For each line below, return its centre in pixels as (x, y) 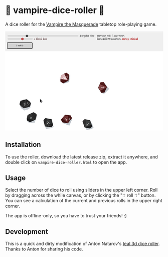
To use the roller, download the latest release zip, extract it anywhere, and (81, 157)
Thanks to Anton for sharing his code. (44, 249)
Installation (23, 145)
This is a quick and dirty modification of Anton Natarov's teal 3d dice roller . (82, 244)
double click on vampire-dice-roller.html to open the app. (66, 162)
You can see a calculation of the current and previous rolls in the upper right (84, 201)
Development (27, 232)
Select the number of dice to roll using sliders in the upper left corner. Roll (81, 190)
